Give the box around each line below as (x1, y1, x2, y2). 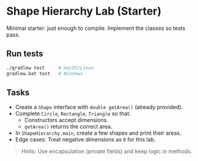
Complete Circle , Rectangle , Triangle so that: (15, 110, 131, 117)
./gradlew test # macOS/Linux (6, 65, 95, 71)
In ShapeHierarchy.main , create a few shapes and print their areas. (15, 129, 182, 137)
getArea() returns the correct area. (24, 123, 112, 131)
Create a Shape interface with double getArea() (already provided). (15, 104, 183, 111)
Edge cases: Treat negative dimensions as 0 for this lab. (15, 136, 156, 143)
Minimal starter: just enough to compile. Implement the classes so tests (6, 24, 186, 32)
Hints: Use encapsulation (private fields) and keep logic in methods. (21, 148, 193, 155)
